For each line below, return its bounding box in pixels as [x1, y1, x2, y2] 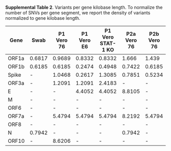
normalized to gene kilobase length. [5, 15, 80, 21]
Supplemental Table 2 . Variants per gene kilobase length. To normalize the [5, 5, 163, 10]
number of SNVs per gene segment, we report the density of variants [5, 10, 151, 16]
